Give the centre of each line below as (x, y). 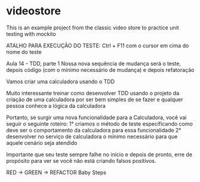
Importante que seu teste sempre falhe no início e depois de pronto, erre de (99, 154)
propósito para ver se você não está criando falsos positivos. (81, 160)
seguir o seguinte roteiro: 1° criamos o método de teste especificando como (99, 123)
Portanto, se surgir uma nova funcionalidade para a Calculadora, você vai (96, 117)
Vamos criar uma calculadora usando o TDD (61, 81)
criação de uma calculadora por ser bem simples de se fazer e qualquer (95, 99)
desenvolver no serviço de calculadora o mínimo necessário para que (92, 136)
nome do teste (24, 51)
